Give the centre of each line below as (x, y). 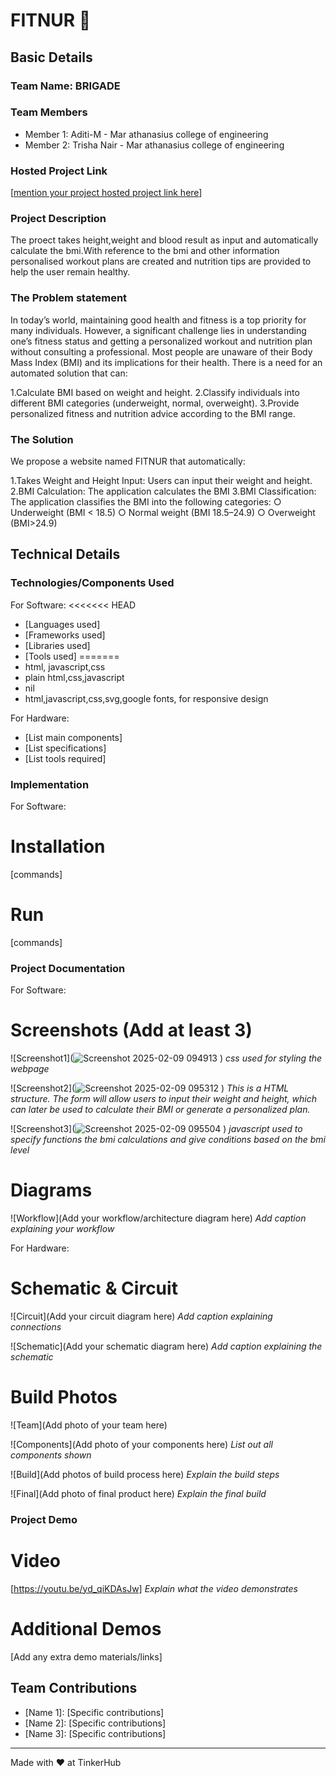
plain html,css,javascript (74, 677)
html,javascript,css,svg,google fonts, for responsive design (146, 698)
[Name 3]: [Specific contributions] (95, 1733)
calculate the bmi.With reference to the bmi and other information (145, 251)
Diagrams (51, 1190)
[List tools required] (65, 758)
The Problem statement (69, 298)
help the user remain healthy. (70, 272)
